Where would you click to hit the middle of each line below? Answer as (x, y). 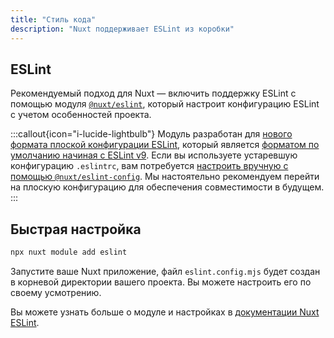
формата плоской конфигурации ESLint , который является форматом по (165, 145)
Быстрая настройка (76, 229)
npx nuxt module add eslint (69, 252)
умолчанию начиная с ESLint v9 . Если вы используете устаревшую (154, 155)
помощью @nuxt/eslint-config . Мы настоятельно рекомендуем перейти (165, 177)
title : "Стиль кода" (53, 19)
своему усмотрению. (56, 292)
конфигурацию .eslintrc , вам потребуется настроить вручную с (149, 166)
